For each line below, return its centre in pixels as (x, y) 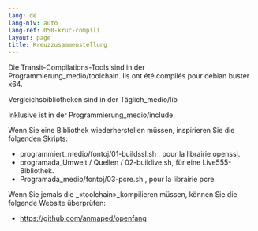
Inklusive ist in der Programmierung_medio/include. (92, 115)
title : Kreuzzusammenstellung (58, 45)
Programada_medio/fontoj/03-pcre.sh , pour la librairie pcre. (118, 180)
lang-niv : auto (33, 23)
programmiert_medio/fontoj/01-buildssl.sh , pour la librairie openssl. (130, 154)
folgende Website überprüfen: (57, 203)
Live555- (217, 162)
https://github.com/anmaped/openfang (83, 218)
